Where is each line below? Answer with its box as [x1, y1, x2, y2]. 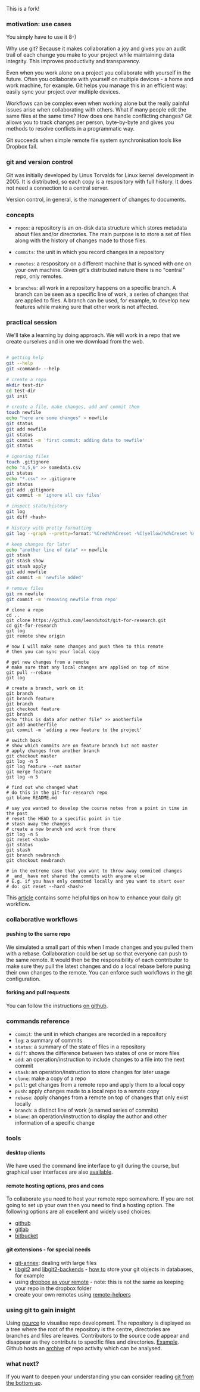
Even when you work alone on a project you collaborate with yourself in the [6, 69, 191, 76]
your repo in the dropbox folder [14, 1285, 92, 1292]
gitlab [14, 1226, 29, 1233]
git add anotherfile [6, 722, 58, 728]
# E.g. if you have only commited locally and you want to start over [6, 878, 185, 884]
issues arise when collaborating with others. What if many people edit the [6, 106, 186, 113]
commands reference [6, 1017, 70, 1025]
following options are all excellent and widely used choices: [6, 1208, 152, 1215]
